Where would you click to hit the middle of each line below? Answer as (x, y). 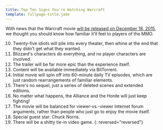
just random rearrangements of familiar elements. (63, 80)
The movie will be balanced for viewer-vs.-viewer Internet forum (78, 106)
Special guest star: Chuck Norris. (46, 117)
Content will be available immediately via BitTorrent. (65, 69)
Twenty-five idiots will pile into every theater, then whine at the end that (85, 43)
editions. (21, 90)
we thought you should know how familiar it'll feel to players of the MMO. (80, 34)
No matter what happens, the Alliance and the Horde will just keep (80, 96)
